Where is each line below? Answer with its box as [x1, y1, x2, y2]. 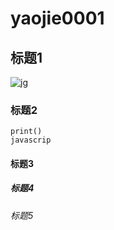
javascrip [10, 135, 52, 146]
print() [10, 127, 43, 137]
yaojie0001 [10, 7, 105, 30]
